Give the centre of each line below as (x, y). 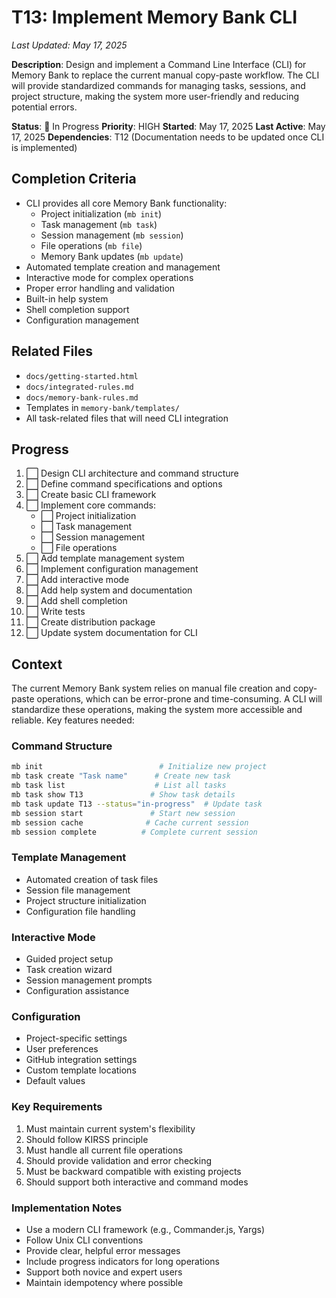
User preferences (62, 1049)
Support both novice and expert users (104, 1272)
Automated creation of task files (92, 879)
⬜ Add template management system (105, 558)
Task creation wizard (69, 970)
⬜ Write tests (55, 612)
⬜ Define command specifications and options (124, 484)
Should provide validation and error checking (119, 1160)
